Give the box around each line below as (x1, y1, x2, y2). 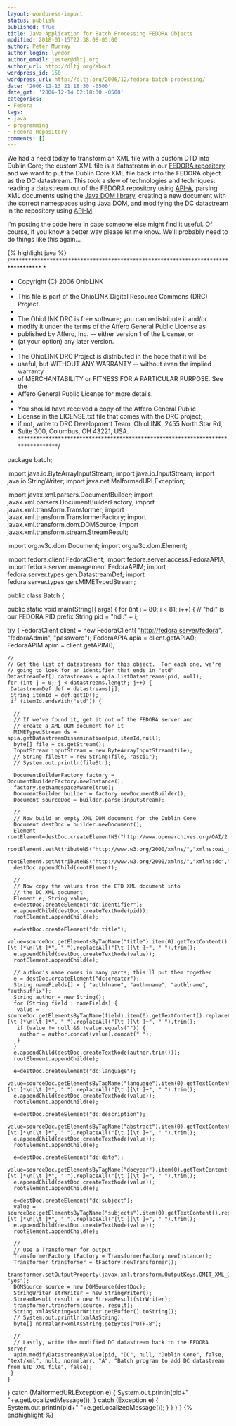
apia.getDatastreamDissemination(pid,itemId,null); (7, 735, 162, 742)
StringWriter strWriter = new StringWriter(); (13, 1290, 152, 1297)
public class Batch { (7, 591, 65, 600)
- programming (7, 121, 49, 129)
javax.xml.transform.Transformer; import (7, 505, 124, 514)
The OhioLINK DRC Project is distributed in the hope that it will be (17, 352, 207, 361)
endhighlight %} (7, 1410, 54, 1420)
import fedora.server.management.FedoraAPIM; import (7, 563, 166, 571)
